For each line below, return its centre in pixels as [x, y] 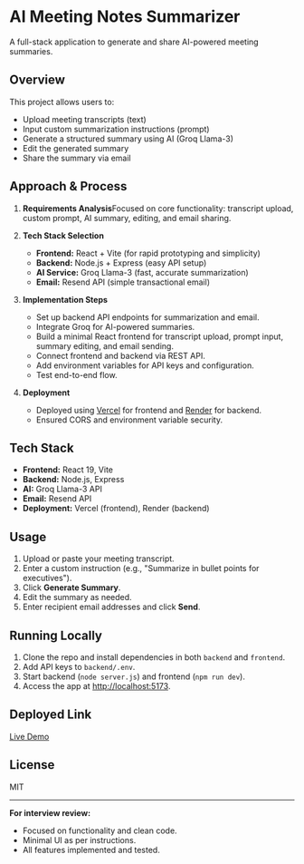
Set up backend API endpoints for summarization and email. [147, 317]
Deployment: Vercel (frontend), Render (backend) [116, 509]
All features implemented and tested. [91, 849]
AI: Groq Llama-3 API [62, 489]
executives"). [47, 578]
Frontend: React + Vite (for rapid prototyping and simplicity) [148, 253]
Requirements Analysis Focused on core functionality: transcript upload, [158, 208]
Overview [38, 80]
